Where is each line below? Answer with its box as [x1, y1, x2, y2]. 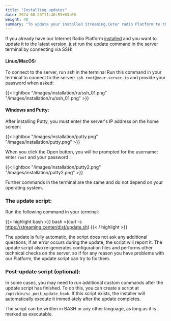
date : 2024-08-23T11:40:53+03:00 [5, 12, 76, 17]
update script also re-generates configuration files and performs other [5, 244, 153, 250]
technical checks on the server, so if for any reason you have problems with [5, 250, 164, 256]
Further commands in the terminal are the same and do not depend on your [5, 179, 163, 185]
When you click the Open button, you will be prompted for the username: [5, 148, 158, 155]
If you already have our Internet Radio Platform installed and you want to [5, 36, 157, 42]
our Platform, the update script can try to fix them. [5, 255, 110, 262]
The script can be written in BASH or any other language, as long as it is [5, 306, 156, 312]
